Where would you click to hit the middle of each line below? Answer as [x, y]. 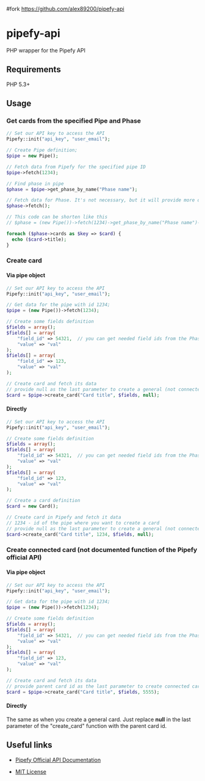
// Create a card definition [43, 501]
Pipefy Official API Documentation [58, 760]
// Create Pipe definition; [42, 150]
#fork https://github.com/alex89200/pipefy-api [65, 9]
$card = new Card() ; [33, 506]
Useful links [30, 745]
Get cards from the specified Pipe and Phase [74, 121]
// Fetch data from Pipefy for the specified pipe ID [76, 167]
